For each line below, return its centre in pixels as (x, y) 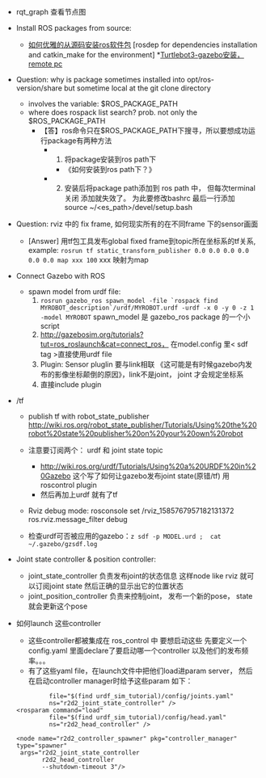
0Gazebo (55, 476)
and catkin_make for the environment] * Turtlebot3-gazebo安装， (136, 55)
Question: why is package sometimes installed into (101, 80)
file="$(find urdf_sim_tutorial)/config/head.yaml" (138, 717)
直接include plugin (71, 385)
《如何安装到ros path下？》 (110, 169)
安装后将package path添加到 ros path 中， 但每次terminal (160, 188)
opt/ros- (201, 80)
